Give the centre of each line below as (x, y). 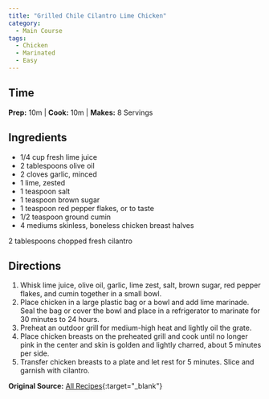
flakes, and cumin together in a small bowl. (91, 294)
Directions (35, 266)
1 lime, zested (43, 182)
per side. (35, 353)
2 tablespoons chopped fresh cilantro (70, 241)
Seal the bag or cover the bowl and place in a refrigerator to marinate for (140, 311)
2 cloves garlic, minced (59, 174)
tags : (17, 38)
